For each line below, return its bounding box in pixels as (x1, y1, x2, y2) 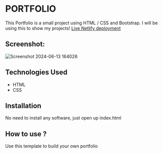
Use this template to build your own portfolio (5, 143, 98, 149)
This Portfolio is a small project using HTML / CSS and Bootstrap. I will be (5, 20, 158, 26)
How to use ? (5, 130, 47, 138)
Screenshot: (5, 40, 45, 49)
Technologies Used (5, 68, 67, 76)
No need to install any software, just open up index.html (5, 115, 121, 121)
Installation (5, 101, 42, 110)
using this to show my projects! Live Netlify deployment (5, 25, 121, 31)
